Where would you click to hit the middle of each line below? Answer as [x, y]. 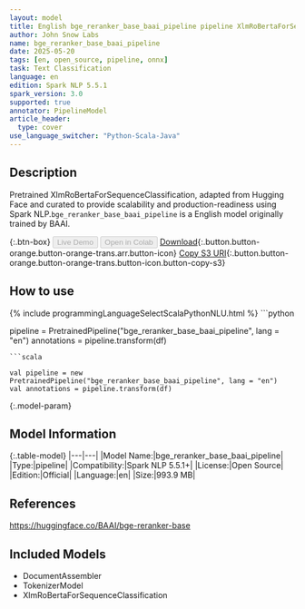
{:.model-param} [41, 406]
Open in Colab [128, 242]
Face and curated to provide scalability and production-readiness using [143, 204]
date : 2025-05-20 [42, 52]
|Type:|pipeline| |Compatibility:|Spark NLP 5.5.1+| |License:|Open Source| [147, 466]
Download [178, 241]
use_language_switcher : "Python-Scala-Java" [95, 136]
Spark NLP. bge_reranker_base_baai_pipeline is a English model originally [147, 213]
